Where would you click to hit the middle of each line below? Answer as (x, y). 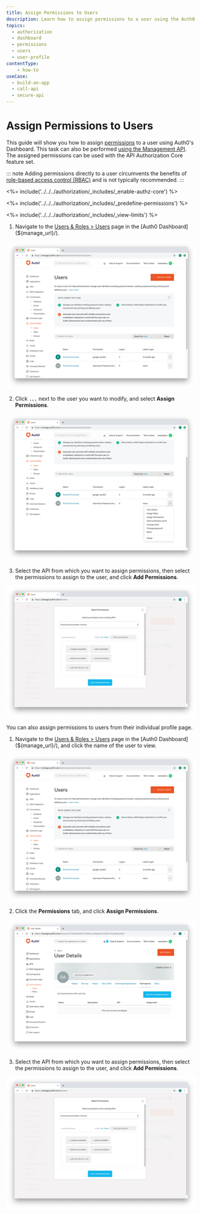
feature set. (20, 161)
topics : (16, 25)
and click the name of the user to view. (108, 746)
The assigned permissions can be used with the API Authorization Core (95, 155)
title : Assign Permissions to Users (52, 13)
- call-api (25, 89)
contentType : (23, 63)
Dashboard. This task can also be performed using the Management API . (97, 149)
